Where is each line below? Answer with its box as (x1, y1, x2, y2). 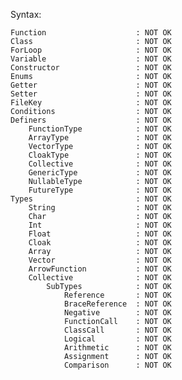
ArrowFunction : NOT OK (28, 264, 172, 274)
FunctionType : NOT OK (28, 124, 172, 134)
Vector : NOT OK (28, 255, 172, 265)
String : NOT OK (28, 203, 172, 213)
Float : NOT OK (28, 229, 172, 239)
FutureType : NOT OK (28, 185, 172, 195)
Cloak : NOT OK (28, 238, 172, 248)
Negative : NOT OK (63, 308, 172, 318)
